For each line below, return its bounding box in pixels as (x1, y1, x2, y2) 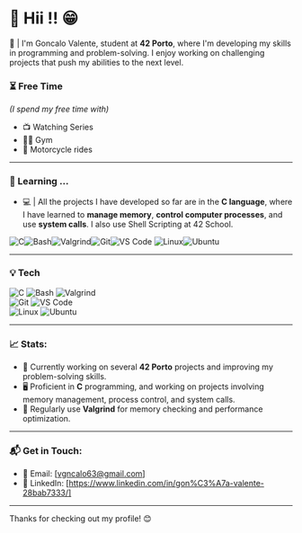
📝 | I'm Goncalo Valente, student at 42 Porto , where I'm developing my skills (9, 38, 292, 49)
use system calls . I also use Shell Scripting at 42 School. (22, 218, 234, 229)
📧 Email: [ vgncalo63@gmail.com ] (22, 468, 146, 479)
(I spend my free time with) (9, 103, 110, 115)
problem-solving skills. (22, 371, 107, 382)
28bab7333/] (22, 487, 72, 498)
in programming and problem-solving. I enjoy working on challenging (9, 47, 265, 58)
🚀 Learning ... (9, 175, 69, 188)
